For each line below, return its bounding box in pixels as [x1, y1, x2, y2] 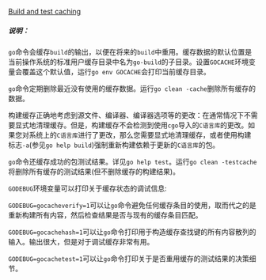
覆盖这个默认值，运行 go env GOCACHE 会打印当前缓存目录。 [21, 66, 211, 76]
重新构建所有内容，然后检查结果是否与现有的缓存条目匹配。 [8, 210, 203, 220]
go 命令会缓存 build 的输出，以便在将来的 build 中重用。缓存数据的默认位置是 [8, 47, 252, 56]
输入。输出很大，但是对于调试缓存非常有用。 [8, 236, 154, 246]
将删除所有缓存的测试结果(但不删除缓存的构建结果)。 [8, 166, 180, 176]
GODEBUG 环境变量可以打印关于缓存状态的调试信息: [8, 184, 168, 193]
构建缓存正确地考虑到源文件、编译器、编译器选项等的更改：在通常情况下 [8, 110, 244, 119]
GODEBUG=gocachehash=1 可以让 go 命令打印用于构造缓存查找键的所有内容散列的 [8, 227, 256, 236]
